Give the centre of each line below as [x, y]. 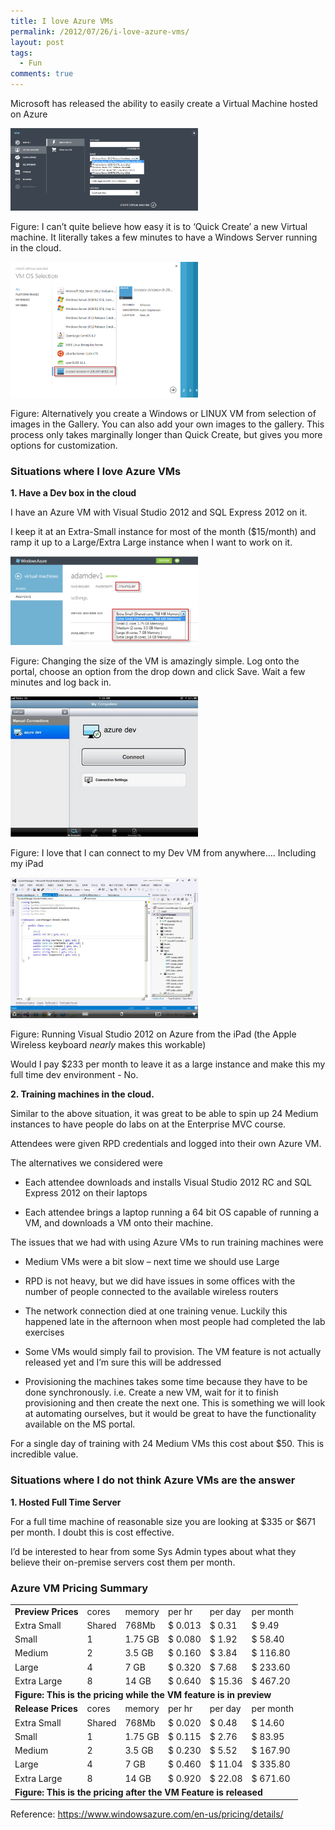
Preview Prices [46, 1611]
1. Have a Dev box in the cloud [73, 493]
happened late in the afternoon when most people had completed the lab [175, 1322]
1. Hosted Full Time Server [66, 1502]
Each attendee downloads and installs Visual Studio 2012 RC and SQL [168, 1182]
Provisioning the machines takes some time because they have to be [166, 1382]
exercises [44, 1332]
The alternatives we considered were [86, 1163]
